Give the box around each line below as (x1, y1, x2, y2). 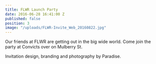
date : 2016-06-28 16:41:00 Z (5, 12, 65, 17)
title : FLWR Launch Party (5, 7, 58, 12)
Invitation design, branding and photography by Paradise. (5, 53, 121, 59)
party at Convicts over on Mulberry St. (5, 44, 82, 50)
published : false (5, 16, 41, 21)
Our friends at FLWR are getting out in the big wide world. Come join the (5, 39, 151, 44)
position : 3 (5, 21, 29, 26)
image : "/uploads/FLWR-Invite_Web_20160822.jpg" (5, 25, 106, 30)
